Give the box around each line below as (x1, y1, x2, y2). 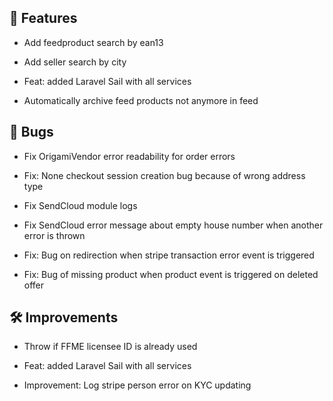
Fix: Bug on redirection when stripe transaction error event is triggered (23, 249, 315, 261)
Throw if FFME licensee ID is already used (23, 341, 198, 353)
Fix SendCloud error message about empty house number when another (23, 219, 324, 231)
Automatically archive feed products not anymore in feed (23, 94, 259, 106)
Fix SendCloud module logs (23, 199, 138, 211)
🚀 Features (9, 10, 78, 27)
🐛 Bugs (9, 124, 54, 141)
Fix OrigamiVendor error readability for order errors (23, 150, 236, 162)
